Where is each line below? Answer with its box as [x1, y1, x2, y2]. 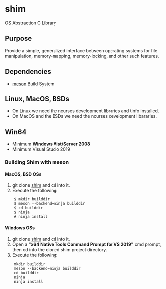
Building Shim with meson [5, 159, 69, 166]
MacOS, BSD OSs [5, 171, 42, 177]
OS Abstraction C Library [5, 20, 56, 26]
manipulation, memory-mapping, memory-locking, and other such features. [5, 53, 159, 59]
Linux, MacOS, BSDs [5, 95, 70, 103]
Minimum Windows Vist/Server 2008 [12, 141, 90, 147]
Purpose [5, 34, 32, 43]
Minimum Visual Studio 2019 [12, 146, 71, 152]
